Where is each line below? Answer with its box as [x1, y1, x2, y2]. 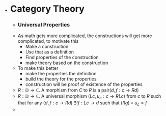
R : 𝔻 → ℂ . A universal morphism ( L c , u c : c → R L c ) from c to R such [17, 93, 161, 101]
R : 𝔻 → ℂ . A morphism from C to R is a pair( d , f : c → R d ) [17, 87, 139, 93]
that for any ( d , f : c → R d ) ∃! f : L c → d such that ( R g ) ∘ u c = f [17, 100, 147, 107]
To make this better [17, 65, 59, 71]
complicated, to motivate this [17, 38, 79, 44]
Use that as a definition [25, 49, 74, 55]
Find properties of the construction [25, 54, 99, 61]
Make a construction [25, 44, 69, 50]
